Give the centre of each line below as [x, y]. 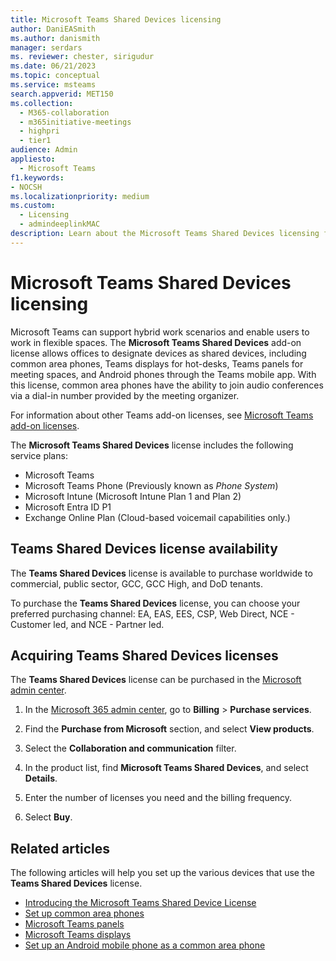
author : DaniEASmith [53, 29]
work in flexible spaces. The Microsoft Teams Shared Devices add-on [156, 342]
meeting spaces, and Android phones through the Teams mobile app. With [163, 374]
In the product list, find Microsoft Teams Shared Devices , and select [166, 768]
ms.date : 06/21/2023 [53, 66]
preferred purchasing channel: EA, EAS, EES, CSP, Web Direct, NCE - [152, 613]
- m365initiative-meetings [75, 122]
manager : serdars [46, 47]
